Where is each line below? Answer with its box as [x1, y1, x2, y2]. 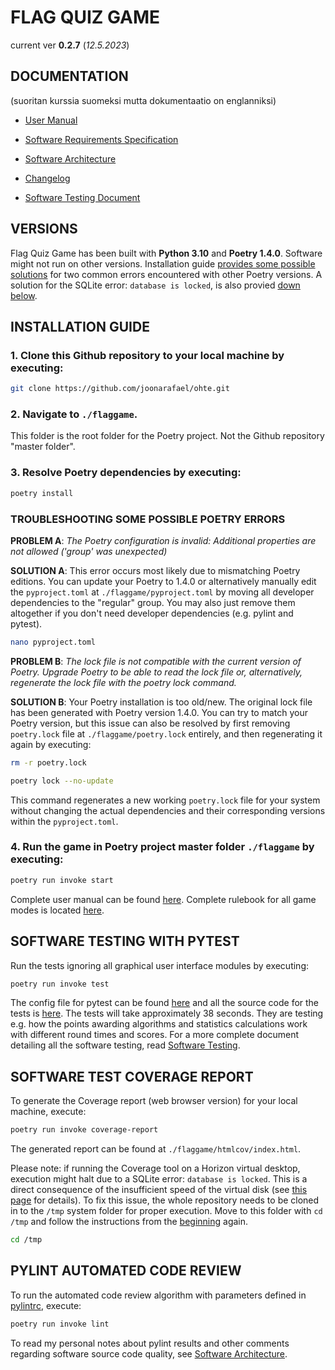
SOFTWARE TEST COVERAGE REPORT [10, 1068, 254, 1085]
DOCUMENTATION [10, 68, 129, 85]
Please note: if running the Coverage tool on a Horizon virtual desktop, [10, 1162, 301, 1175]
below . [10, 289, 38, 301]
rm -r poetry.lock [10, 757, 87, 768]
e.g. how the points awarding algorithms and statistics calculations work [10, 1018, 308, 1030]
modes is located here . [10, 904, 105, 916]
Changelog [24, 172, 71, 184]
